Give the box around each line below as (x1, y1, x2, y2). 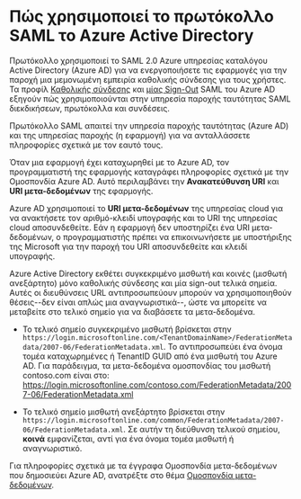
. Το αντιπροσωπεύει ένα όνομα (163, 341, 283, 352)
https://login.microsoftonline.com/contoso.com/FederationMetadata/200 (22, 379, 292, 390)
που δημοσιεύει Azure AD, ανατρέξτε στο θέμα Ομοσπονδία (9, 469, 234, 480)
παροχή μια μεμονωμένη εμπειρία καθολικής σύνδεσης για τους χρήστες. (9, 74, 287, 85)
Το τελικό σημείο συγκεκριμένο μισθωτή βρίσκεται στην (22, 324, 232, 334)
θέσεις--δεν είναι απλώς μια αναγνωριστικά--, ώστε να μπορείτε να (9, 297, 268, 307)
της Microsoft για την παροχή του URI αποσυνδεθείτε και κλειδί (9, 241, 248, 252)
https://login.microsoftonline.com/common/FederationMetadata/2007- (22, 415, 285, 424)
